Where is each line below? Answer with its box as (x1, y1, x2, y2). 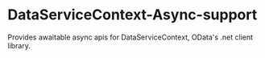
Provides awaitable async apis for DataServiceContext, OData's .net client (7, 32, 254, 42)
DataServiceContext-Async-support (7, 6, 258, 24)
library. (7, 40, 31, 50)
